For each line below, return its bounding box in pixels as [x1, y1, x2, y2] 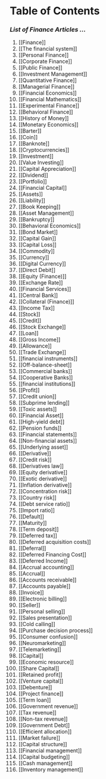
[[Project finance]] [18, 690, 64, 697]
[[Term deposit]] [18, 525, 59, 533]
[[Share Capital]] [18, 665, 60, 672]
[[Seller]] [18, 602, 40, 609]
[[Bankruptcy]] [18, 216, 55, 223]
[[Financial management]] [18, 747, 82, 754]
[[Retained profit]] [18, 671, 63, 678]
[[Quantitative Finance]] [18, 77, 77, 84]
